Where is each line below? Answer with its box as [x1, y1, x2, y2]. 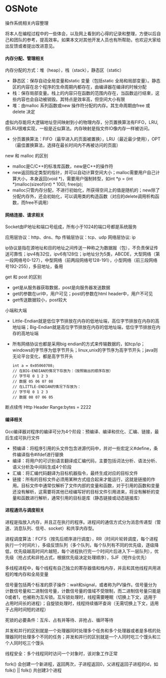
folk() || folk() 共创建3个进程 [5, 667, 62, 673]
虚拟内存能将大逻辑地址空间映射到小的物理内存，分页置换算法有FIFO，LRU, [5, 120, 159, 125]
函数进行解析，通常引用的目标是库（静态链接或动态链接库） [21, 494, 142, 501]
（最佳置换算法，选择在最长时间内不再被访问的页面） [12, 142, 121, 148]
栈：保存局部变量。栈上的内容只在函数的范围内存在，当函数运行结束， [12, 90, 156, 96]
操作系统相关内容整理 [5, 20, 48, 26]
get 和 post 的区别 [5, 274, 42, 280]
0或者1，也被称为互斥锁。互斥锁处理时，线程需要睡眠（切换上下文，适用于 [5, 594, 157, 600]
